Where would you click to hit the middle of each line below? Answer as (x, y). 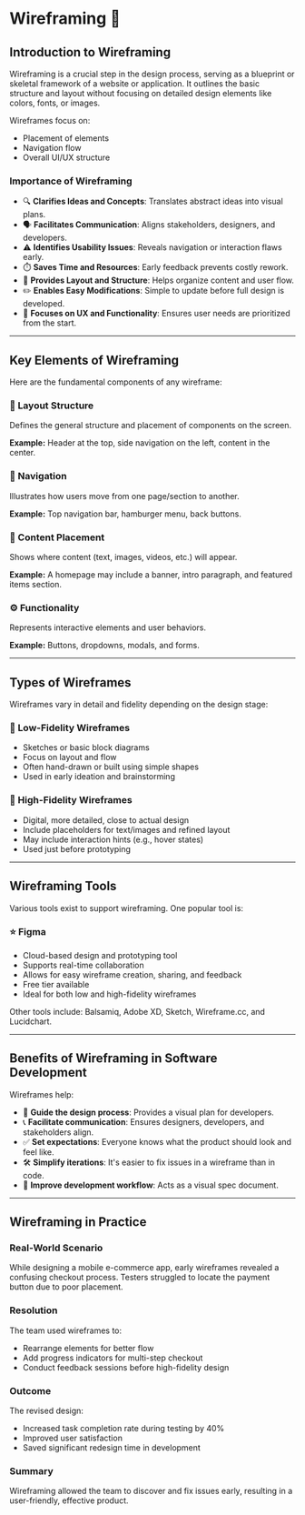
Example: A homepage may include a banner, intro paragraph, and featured (151, 575)
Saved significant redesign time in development (112, 1447)
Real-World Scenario (56, 1248)
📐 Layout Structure (52, 406)
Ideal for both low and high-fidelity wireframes (109, 994)
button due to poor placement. (67, 1287)
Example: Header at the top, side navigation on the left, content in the (140, 443)
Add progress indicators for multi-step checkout (113, 1358)
